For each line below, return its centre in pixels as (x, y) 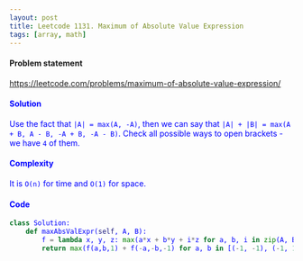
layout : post (34, 18)
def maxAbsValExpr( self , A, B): (86, 232)
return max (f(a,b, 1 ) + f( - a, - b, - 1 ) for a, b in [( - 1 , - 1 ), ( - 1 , (165, 248)
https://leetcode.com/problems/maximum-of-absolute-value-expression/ (145, 83)
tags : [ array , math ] (48, 34)
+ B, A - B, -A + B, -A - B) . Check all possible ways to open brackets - (147, 133)
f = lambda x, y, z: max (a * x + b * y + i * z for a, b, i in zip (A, (165, 239)
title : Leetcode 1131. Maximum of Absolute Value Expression (127, 26)
